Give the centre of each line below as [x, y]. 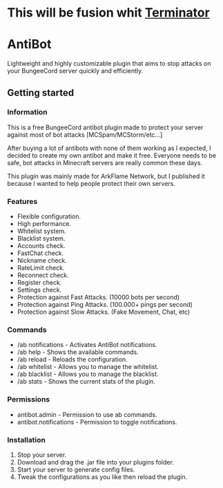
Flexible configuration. [49, 216]
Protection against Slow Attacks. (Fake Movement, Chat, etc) [104, 312]
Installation [27, 440]
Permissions [29, 400]
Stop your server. [42, 455]
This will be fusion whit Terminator [109, 13]
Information [27, 112]
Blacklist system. [41, 238]
